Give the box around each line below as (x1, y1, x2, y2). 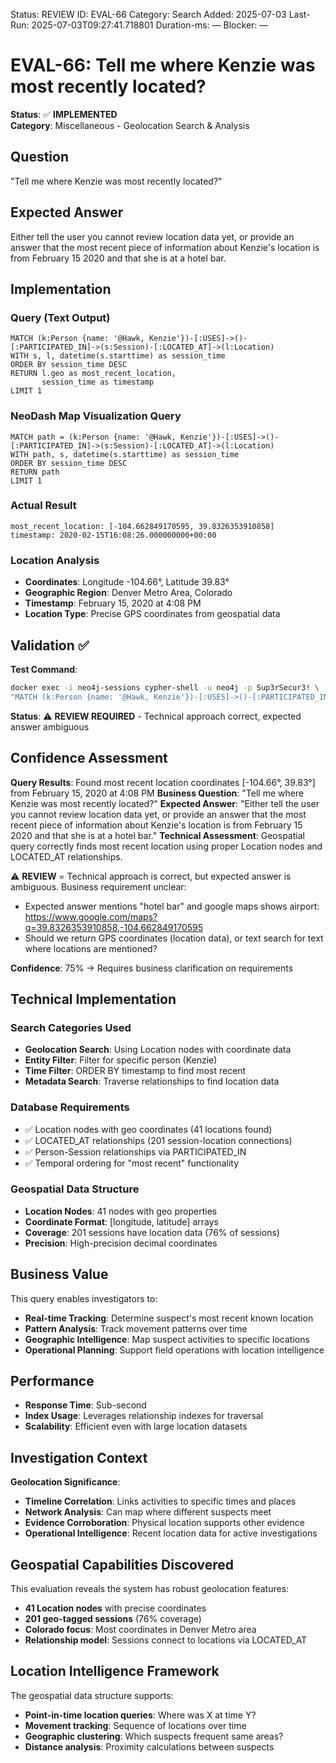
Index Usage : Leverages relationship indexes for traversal (24, 1410, 264, 1422)
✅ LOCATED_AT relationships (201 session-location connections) (24, 1134, 293, 1146)
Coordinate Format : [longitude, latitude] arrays (24, 1215, 219, 1228)
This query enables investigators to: (10, 1292, 158, 1304)
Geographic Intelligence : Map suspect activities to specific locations (24, 1333, 310, 1345)
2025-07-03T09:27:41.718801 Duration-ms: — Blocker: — (31, 19, 269, 31)
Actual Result (10, 499, 77, 513)
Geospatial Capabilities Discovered (10, 1556, 235, 1573)
